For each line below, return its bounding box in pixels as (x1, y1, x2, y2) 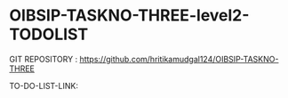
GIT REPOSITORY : (9, 53, 78, 64)
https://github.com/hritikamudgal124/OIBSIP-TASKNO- (79, 53, 279, 64)
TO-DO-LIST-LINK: (9, 80, 78, 91)
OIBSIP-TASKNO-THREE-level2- (9, 5, 250, 26)
